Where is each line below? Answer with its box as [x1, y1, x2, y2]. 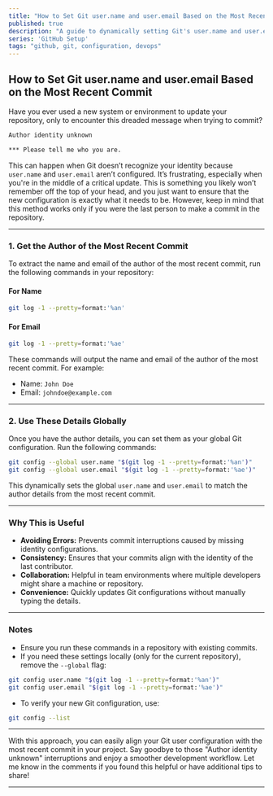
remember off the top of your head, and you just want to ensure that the [8, 186, 249, 196]
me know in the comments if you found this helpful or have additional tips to [8, 762, 262, 772]
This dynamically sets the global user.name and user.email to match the [8, 481, 248, 491]
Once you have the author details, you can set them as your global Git [8, 434, 242, 444]
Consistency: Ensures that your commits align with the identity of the [19, 553, 253, 562]
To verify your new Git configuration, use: [19, 698, 160, 708]
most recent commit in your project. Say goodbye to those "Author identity [8, 745, 258, 754]
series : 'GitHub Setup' [8, 34, 89, 43]
